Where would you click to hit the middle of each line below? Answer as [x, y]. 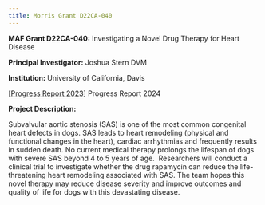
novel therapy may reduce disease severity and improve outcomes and [125, 183]
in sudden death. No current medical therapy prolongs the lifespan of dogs [131, 149]
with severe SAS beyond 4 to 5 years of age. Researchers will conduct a [128, 158]
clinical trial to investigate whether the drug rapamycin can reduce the [123, 166]
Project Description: [42, 108]
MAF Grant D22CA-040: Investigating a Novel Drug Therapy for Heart [124, 38]
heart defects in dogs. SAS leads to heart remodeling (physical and [119, 132]
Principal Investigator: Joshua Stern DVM [78, 62]
